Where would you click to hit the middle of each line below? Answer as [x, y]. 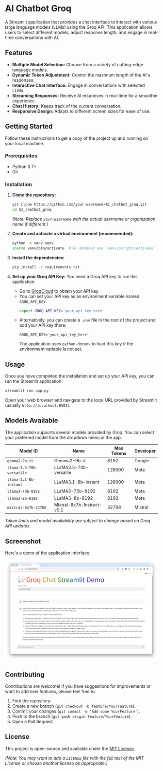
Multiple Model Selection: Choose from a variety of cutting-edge [78, 64]
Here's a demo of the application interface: [48, 553]
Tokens [119, 453]
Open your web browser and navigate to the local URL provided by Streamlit [81, 400]
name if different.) [30, 224]
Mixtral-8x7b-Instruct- [78, 505]
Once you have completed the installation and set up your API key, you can [80, 376]
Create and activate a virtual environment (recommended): [73, 233]
